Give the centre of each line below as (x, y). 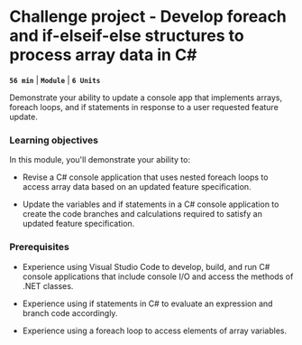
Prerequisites (39, 247)
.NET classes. (48, 285)
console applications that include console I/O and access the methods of (158, 276)
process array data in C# (103, 55)
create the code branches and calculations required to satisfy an (142, 214)
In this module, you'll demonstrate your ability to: (100, 160)
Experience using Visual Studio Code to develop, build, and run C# (146, 266)
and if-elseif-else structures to (127, 36)
